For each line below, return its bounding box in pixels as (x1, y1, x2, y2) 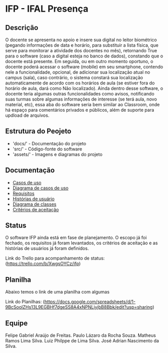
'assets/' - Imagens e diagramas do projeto (12, 151, 103, 157)
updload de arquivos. (5, 112, 50, 118)
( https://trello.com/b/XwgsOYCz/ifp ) (5, 261, 81, 267)
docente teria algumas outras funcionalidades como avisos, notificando (5, 91, 154, 97)
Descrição (5, 23, 38, 32)
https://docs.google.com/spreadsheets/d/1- (44, 299, 136, 305)
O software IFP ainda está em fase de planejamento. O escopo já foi (5, 235, 147, 241)
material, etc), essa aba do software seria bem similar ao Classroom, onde (5, 102, 160, 107)
